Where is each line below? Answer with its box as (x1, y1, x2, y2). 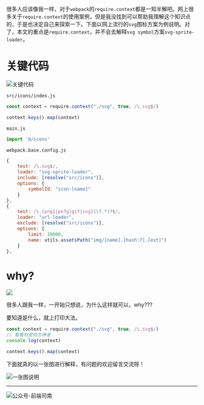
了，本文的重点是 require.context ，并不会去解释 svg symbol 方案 (6, 28, 165, 35)
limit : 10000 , (28, 231, 64, 238)
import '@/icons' (6, 136, 50, 142)
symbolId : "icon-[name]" (28, 186, 91, 192)
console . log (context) (6, 337, 61, 344)
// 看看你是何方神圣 (6, 332, 51, 338)
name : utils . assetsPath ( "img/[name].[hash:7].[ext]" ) (28, 237, 167, 243)
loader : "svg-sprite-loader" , (17, 169, 94, 175)
